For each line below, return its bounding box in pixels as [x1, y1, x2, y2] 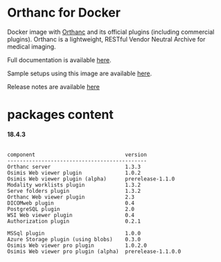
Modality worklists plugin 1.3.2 [7, 182, 141, 189]
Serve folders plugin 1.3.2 [7, 188, 141, 195]
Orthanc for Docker [7, 5, 121, 21]
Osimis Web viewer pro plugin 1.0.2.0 [7, 242, 148, 250]
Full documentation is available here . [7, 55, 112, 64]
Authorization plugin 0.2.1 [7, 218, 141, 225]
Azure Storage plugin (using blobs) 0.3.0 [7, 236, 141, 243]
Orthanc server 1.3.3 [7, 164, 141, 171]
